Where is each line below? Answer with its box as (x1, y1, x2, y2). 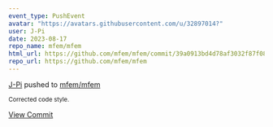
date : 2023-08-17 (8, 34, 67, 43)
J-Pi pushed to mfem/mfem (8, 79, 101, 90)
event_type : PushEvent (8, 11, 85, 20)
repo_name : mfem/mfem (8, 42, 82, 50)
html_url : (8, 50, 42, 58)
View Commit (8, 109, 54, 119)
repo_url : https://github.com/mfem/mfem (8, 58, 148, 66)
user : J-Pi (8, 27, 45, 35)
